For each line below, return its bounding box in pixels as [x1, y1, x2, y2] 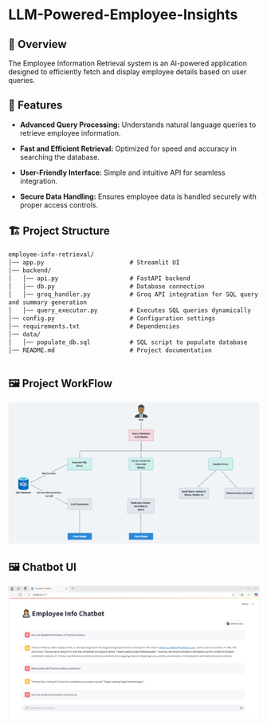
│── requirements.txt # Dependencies [8, 322, 180, 330]
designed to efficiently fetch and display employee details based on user [8, 67, 247, 77]
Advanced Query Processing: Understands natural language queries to [19, 120, 257, 129]
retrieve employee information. [19, 128, 121, 137]
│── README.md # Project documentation [8, 346, 213, 354]
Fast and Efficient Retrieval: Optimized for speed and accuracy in [19, 144, 237, 153]
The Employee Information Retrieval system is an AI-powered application [8, 58, 247, 68]
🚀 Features [8, 98, 63, 113]
